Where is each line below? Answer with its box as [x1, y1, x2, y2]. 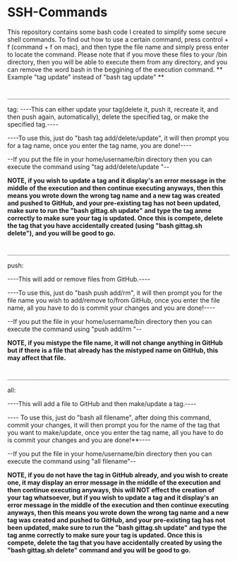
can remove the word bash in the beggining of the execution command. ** [7, 65, 224, 74]
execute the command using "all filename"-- [7, 457, 136, 465]
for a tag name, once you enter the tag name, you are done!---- [7, 141, 192, 149]
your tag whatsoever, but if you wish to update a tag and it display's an [7, 493, 219, 502]
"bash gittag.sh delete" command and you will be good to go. [7, 545, 191, 554]
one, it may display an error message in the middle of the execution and [7, 478, 221, 487]
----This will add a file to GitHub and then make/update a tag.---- [7, 399, 197, 407]
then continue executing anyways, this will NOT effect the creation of [7, 485, 215, 494]
